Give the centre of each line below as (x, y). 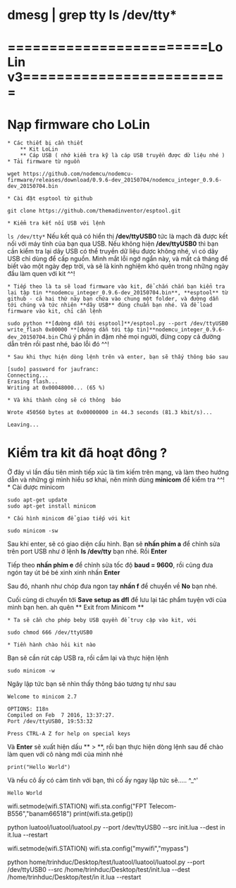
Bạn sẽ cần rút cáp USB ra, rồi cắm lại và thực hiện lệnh (88, 658)
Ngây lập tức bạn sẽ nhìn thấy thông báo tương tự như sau (92, 684)
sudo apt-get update (38, 500)
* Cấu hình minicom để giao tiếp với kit (69, 519)
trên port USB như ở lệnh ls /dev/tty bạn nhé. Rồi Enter (87, 551)
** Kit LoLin (39, 149)
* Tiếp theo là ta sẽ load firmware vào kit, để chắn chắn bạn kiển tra (116, 287)
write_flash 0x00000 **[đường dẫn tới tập (70, 330)
